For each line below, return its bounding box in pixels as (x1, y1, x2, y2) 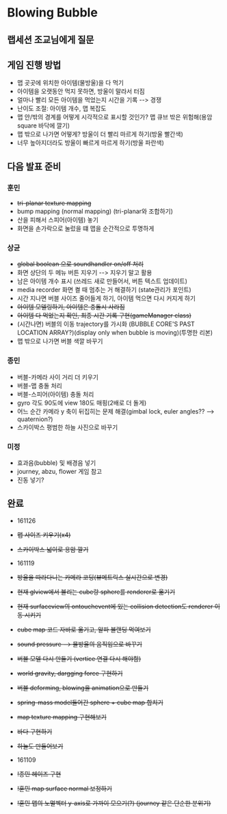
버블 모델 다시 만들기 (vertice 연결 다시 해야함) (16, 654, 142, 662)
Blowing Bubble (7, 5, 98, 21)
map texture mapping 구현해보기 (16, 713, 107, 721)
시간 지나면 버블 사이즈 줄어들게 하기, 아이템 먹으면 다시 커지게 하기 (16, 294, 196, 302)
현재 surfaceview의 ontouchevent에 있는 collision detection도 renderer (16, 602, 213, 610)
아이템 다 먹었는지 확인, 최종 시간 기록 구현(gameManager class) (16, 311, 191, 320)
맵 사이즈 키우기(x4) (16, 530, 71, 539)
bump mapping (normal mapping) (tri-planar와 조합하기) (16, 207, 173, 215)
